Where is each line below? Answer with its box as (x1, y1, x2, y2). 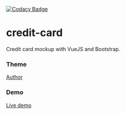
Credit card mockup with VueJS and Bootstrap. (6, 45, 121, 52)
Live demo (6, 102, 32, 109)
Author (6, 73, 23, 81)
